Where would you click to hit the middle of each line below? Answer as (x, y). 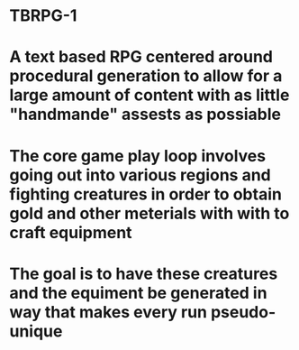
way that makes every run (109, 312)
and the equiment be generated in (138, 293)
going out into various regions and (140, 175)
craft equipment (71, 232)
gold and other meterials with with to (149, 213)
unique (36, 331)
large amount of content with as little (149, 95)
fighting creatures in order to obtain (145, 194)
